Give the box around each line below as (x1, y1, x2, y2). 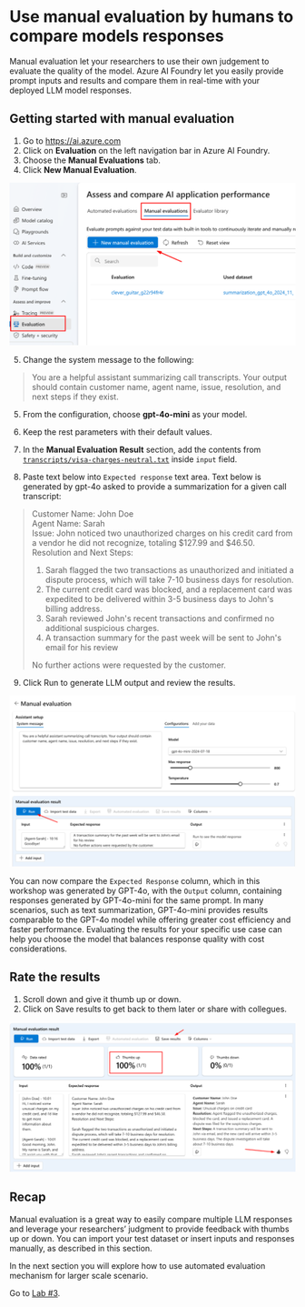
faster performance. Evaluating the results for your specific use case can (9, 923, 283, 934)
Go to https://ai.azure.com (22, 135, 121, 146)
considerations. (9, 943, 68, 954)
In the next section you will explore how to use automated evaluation (9, 1260, 266, 1271)
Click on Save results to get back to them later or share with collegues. (22, 1003, 288, 1014)
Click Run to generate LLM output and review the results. (22, 677, 236, 688)
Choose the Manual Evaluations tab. (22, 155, 162, 166)
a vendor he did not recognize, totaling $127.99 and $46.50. (31, 537, 256, 548)
